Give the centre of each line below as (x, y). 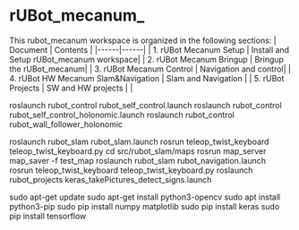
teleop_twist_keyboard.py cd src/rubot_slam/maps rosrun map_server (138, 151)
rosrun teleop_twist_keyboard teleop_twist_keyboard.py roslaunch (131, 170)
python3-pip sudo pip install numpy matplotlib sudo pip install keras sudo (145, 206)
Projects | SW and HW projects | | (71, 88)
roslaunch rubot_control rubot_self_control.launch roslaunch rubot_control (145, 105)
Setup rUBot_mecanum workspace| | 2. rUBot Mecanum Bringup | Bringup (147, 59)
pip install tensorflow (48, 216)
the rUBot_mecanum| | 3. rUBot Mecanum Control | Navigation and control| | (150, 69)
